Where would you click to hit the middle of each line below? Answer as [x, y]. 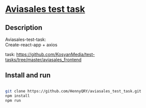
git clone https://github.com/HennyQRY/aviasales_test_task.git [73, 91]
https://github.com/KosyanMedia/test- [56, 54]
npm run [13, 101]
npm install [17, 96]
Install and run [28, 75]
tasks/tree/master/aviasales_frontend [43, 60]
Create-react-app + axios [31, 45]
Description [24, 28]
